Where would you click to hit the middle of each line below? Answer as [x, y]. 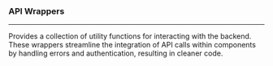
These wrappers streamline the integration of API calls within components [132, 45]
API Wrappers [37, 11]
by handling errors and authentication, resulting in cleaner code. [116, 53]
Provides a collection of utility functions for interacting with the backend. [130, 36]
